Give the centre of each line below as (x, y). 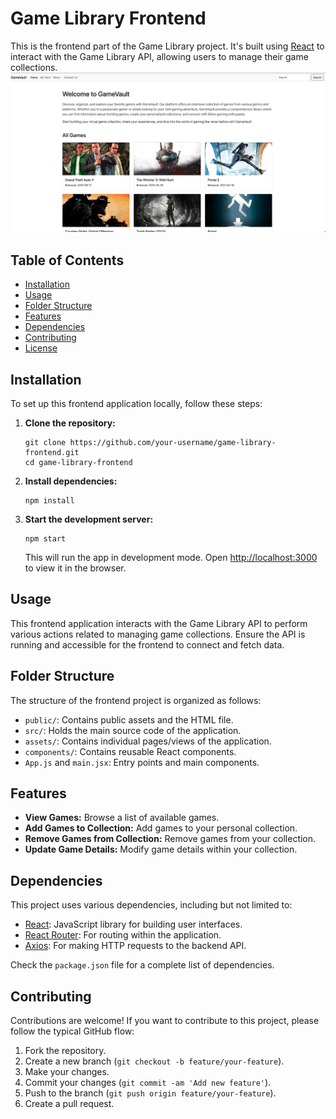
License (41, 348)
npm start (45, 539)
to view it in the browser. (75, 568)
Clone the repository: (70, 423)
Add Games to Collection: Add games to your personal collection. (161, 828)
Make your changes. (67, 1072)
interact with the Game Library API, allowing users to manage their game (159, 56)
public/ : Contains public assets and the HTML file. (129, 719)
